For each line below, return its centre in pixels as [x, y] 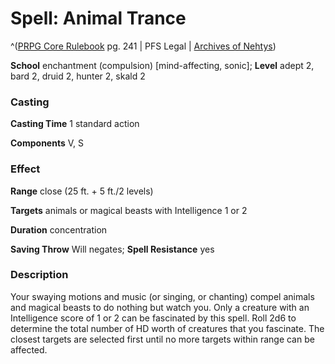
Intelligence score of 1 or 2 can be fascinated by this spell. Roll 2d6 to [153, 318]
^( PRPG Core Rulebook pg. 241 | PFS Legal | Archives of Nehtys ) [143, 46]
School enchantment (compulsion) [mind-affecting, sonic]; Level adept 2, [162, 65]
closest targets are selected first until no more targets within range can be [162, 339]
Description [39, 275]
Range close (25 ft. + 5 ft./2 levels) [82, 191]
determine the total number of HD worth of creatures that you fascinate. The [167, 328]
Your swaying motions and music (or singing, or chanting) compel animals [162, 296]
